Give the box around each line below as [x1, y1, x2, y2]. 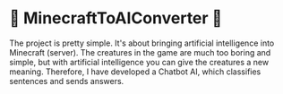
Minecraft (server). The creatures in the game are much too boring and [9, 47, 271, 57]
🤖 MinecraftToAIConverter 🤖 [9, 8, 223, 29]
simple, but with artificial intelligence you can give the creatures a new [9, 56, 270, 67]
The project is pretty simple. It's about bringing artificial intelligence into [9, 38, 275, 48]
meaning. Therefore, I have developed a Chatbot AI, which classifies [9, 66, 262, 77]
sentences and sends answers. [9, 75, 124, 86]
